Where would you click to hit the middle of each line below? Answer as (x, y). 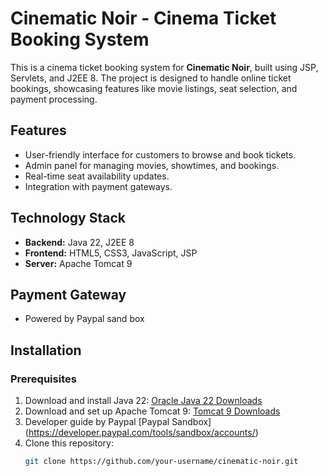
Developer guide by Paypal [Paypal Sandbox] (118, 422)
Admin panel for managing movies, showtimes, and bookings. (152, 165)
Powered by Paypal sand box (84, 319)
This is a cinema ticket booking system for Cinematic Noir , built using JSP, (164, 67)
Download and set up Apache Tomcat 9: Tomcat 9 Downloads (152, 411)
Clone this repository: (69, 443)
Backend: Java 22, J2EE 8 (79, 242)
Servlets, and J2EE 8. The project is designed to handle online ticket (151, 78)
